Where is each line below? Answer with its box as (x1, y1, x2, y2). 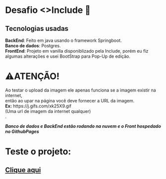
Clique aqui (5, 166, 41, 174)
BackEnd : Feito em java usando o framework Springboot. (5, 37, 122, 43)
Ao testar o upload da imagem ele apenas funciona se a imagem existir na (5, 87, 156, 93)
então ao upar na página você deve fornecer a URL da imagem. (5, 97, 135, 103)
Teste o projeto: (5, 146, 71, 157)
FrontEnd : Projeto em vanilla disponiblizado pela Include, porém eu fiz (5, 48, 149, 54)
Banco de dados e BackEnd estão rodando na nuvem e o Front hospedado (5, 123, 161, 129)
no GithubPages (5, 128, 40, 134)
